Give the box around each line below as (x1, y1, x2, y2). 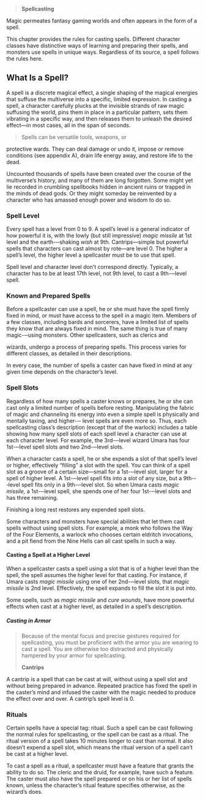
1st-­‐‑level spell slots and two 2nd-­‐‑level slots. (6, 443, 124, 450)
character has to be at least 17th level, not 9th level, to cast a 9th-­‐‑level (6, 270, 187, 277)
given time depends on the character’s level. (6, 368, 118, 375)
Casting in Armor (6, 617, 51, 624)
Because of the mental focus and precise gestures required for (21, 632, 181, 640)
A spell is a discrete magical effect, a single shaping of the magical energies (6, 89, 198, 96)
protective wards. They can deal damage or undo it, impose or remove (6, 145, 184, 153)
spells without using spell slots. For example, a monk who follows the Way (6, 524, 193, 532)
